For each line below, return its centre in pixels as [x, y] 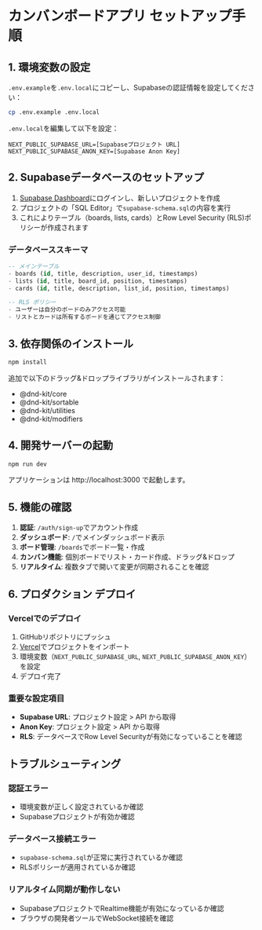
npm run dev [27, 464]
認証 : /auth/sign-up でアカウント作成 [79, 528]
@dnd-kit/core [43, 394]
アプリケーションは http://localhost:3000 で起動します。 [99, 480]
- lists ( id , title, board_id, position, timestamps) [98, 281]
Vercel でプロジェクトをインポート [75, 646]
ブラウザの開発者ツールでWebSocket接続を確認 [96, 918]
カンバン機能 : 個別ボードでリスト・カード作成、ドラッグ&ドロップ [127, 557]
